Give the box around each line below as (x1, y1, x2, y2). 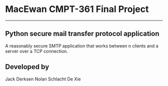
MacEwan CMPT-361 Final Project (5, 3, 149, 15)
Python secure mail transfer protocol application (5, 29, 159, 38)
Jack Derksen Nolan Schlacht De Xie (5, 76, 81, 82)
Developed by (5, 62, 49, 71)
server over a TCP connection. (5, 48, 68, 54)
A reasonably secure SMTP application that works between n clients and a (5, 42, 158, 48)
